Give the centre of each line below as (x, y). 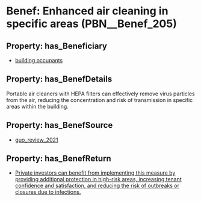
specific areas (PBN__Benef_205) (92, 24)
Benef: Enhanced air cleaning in (87, 11)
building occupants (39, 60)
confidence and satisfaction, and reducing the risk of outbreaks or (97, 186)
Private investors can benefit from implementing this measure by (95, 173)
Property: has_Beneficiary (57, 46)
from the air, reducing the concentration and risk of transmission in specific (100, 100)
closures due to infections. (48, 192)
